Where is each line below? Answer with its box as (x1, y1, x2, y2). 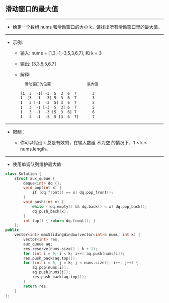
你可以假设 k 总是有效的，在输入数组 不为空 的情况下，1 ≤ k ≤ (20, 139, 147, 145)
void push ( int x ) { (23, 200, 64, 205)
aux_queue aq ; (23, 241, 53, 247)
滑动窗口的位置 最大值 (24, 81, 99, 87)
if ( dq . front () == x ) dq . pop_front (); (32, 190, 114, 195)
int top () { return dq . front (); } (23, 218, 96, 223)
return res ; (23, 284, 49, 289)
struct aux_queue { (14, 176, 55, 181)
